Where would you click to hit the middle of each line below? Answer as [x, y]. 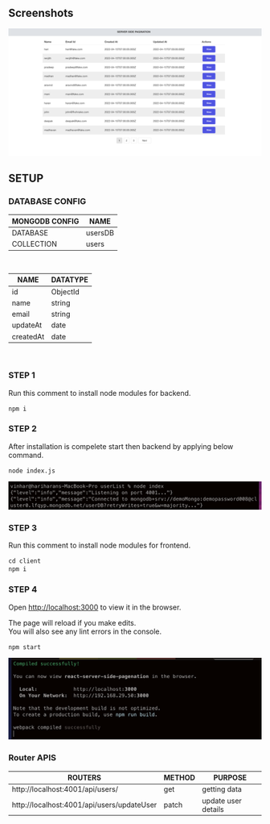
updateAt [27, 325]
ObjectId [65, 291]
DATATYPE [70, 280]
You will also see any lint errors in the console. [85, 631]
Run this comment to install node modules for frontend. [100, 545]
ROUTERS [84, 778]
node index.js [32, 471]
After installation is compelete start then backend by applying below [121, 446]
